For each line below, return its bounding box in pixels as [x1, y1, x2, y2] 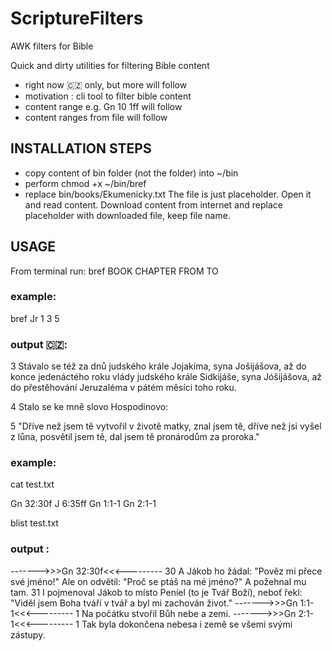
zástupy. [10, 628, 46, 641]
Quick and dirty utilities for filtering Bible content [10, 59, 210, 71]
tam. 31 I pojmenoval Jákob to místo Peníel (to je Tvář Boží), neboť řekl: [10, 586, 303, 598]
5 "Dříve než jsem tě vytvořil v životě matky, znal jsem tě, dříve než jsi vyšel [10, 420, 322, 432]
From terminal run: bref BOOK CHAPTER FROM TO [10, 265, 219, 277]
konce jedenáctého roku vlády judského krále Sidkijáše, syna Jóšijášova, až [10, 371, 323, 383]
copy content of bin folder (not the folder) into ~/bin [24, 167, 239, 179]
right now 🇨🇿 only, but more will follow [24, 78, 188, 91]
